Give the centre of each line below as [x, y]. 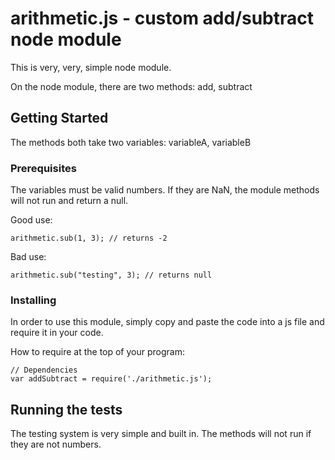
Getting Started [59, 118]
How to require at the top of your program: [97, 352]
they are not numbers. [56, 444]
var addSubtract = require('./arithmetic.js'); [111, 379]
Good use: [31, 220]
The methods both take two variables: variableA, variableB [131, 142]
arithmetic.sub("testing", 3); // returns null [111, 275]
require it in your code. [57, 333]
